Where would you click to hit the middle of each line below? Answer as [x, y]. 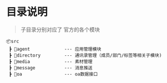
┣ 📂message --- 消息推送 [50, 68]
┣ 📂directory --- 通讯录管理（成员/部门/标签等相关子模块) [85, 55]
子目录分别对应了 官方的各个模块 [60, 29]
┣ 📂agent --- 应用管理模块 [55, 49]
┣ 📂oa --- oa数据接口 [53, 74]
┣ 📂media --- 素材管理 [50, 62]
